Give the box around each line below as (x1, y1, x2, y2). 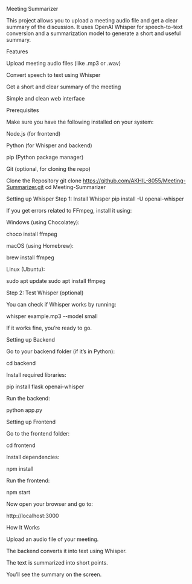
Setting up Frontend (6, 418, 56, 425)
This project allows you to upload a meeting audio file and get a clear (6, 17, 178, 24)
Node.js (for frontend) (6, 130, 61, 137)
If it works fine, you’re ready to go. (6, 324, 92, 331)
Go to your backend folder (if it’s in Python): (6, 348, 115, 355)
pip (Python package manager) (6, 154, 84, 161)
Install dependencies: (6, 454, 60, 460)
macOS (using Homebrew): (6, 242, 74, 249)
